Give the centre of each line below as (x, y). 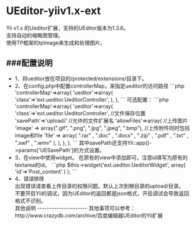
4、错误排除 (29, 178)
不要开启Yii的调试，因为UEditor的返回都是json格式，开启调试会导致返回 (102, 193)
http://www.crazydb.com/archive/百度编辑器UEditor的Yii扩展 (89, 215)
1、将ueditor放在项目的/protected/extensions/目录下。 (81, 79)
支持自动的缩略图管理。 (35, 35)
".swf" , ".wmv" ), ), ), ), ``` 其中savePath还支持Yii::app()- (83, 142)
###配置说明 (29, 63)
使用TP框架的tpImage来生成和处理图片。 (56, 43)
